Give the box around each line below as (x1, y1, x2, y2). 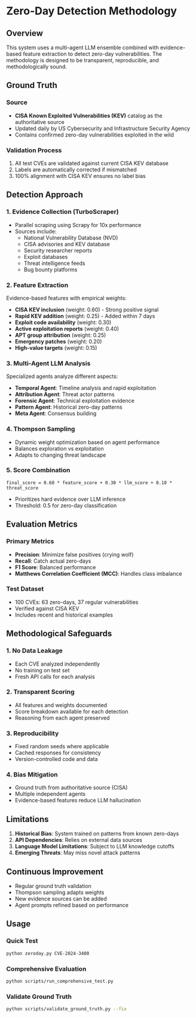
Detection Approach (6, 190, 84, 200)
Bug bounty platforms (23, 265, 78, 273)
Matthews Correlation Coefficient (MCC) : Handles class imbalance (14, 570, 182, 577)
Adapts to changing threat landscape (14, 451, 106, 458)
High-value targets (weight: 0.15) (14, 344, 97, 351)
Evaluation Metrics (6, 519, 78, 530)
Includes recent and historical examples (14, 611, 114, 618)
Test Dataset (6, 585, 44, 593)
